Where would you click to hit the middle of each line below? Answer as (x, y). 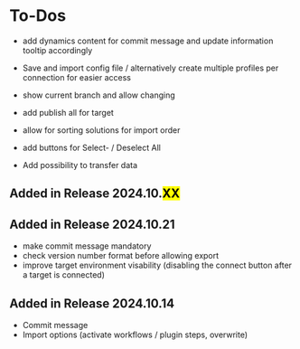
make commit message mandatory (87, 246)
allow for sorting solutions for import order (101, 130)
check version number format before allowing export (121, 256)
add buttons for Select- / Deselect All (91, 147)
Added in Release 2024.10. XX (95, 194)
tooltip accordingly (57, 50)
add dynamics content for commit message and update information (148, 41)
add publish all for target (68, 112)
